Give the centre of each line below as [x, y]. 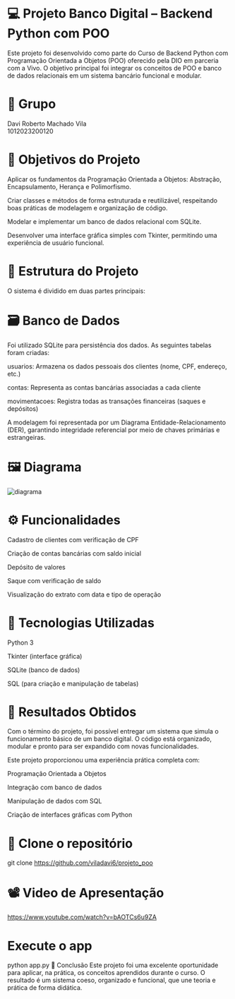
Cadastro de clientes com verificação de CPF [73, 539]
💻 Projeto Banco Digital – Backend [110, 14]
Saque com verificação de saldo [54, 580]
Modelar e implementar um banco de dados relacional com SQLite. [104, 221]
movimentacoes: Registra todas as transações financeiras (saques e [107, 401]
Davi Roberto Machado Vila [47, 124]
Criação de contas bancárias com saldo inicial [74, 553]
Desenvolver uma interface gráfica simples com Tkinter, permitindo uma [112, 235]
